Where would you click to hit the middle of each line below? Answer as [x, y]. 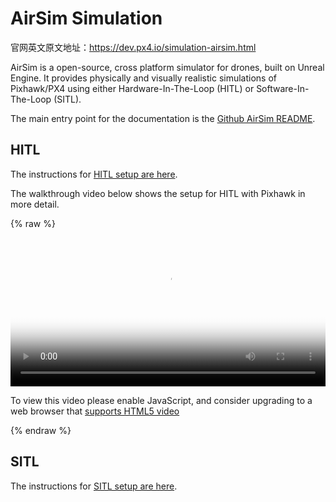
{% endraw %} [41, 430]
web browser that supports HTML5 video [95, 411]
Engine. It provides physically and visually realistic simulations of [144, 78]
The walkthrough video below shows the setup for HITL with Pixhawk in [158, 193]
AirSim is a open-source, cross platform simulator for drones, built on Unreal [167, 67]
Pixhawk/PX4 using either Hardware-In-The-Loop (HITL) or [132, 88]
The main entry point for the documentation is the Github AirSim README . [163, 118]
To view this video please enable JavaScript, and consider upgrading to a [161, 400]
